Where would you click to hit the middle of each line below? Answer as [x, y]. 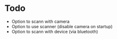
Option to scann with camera [41, 21]
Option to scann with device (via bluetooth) [55, 31]
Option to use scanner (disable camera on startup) [62, 26]
